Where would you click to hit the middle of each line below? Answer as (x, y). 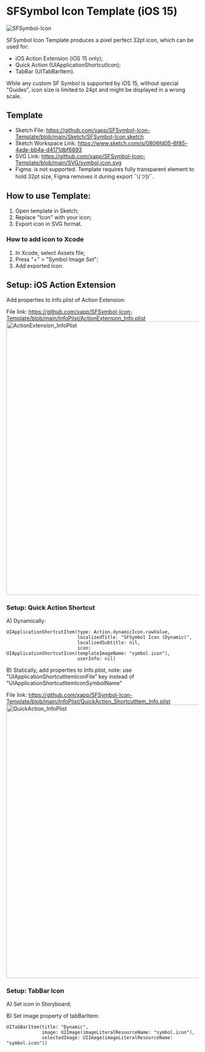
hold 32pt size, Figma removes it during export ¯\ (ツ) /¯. (85, 176)
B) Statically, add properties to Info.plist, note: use (69, 670)
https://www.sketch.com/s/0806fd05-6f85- (132, 143)
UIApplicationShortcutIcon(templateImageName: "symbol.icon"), (88, 653)
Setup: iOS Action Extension (61, 285)
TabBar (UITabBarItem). (45, 71)
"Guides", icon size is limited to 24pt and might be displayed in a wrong (96, 89)
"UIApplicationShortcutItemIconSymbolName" (64, 683)
